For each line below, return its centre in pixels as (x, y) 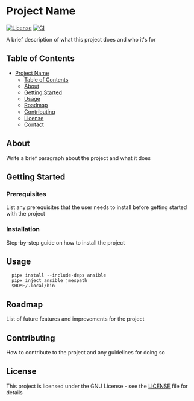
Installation (23, 229)
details (14, 392)
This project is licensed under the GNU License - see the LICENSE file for (97, 386)
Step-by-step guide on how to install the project (66, 242)
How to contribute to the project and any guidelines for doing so (86, 352)
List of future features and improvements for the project (75, 319)
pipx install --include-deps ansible (59, 275)
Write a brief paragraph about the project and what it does (79, 158)
